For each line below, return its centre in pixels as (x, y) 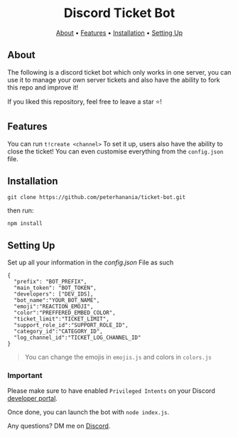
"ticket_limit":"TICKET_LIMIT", (62, 319)
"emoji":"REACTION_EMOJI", (54, 307)
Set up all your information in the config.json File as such (91, 263)
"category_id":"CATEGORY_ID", (58, 332)
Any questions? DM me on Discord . (59, 426)
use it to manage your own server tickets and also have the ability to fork (114, 80)
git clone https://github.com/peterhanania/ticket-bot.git (97, 198)
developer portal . (33, 399)
